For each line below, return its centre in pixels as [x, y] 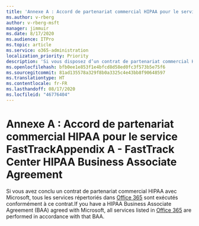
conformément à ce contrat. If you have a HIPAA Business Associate [89, 203]
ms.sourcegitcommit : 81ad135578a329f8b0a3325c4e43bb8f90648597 [86, 73]
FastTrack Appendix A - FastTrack [90, 149]
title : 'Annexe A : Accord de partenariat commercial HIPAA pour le [92, 12]
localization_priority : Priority [47, 56]
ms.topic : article [29, 45]
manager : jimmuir [28, 28]
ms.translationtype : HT [36, 78]
